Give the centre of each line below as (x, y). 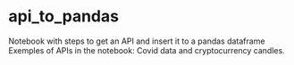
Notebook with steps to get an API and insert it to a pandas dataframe (137, 41)
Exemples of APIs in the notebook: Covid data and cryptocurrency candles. (147, 50)
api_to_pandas (64, 16)
